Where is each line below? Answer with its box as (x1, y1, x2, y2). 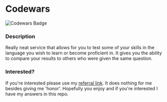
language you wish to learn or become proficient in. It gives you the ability (5, 50, 162, 56)
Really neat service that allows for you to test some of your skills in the (5, 45, 155, 51)
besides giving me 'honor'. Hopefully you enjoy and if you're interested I (5, 85, 158, 91)
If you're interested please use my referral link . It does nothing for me (5, 80, 152, 86)
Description (5, 33, 35, 40)
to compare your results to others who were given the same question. (5, 55, 153, 62)
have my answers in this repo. (5, 91, 69, 97)
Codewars (5, 3, 50, 15)
